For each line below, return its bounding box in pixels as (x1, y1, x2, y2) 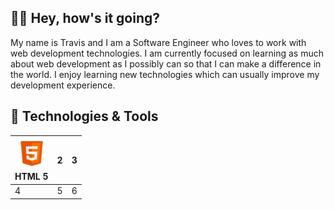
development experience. (10, 79, 116, 91)
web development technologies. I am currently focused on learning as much (10, 47, 324, 59)
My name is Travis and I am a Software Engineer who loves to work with (10, 36, 307, 48)
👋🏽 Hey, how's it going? (10, 10, 161, 27)
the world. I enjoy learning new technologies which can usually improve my (10, 68, 320, 80)
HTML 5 (14, 171, 49, 183)
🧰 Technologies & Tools (10, 108, 159, 125)
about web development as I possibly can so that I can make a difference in (10, 57, 322, 70)
